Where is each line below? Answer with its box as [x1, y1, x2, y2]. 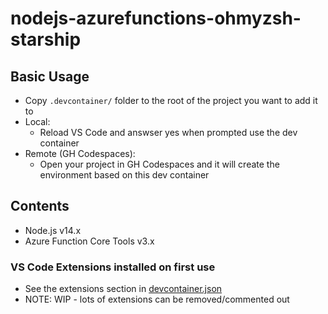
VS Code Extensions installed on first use [10, 260, 216, 274]
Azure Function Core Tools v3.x [24, 235, 155, 247]
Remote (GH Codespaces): [24, 148, 136, 159]
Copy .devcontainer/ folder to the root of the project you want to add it [24, 95, 318, 106]
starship [10, 28, 82, 51]
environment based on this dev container [39, 169, 210, 181]
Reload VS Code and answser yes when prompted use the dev [39, 127, 298, 138]
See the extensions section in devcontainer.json [24, 283, 223, 295]
